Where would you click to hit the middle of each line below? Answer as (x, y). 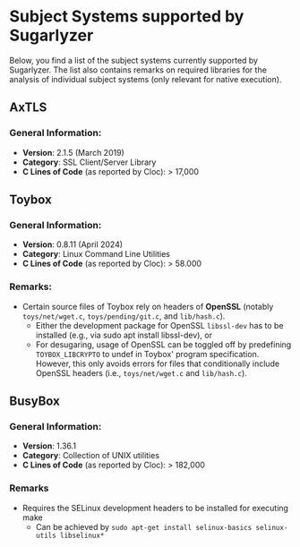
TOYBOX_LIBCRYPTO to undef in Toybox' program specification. (147, 354)
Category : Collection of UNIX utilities (90, 456)
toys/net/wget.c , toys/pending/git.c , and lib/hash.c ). (124, 316)
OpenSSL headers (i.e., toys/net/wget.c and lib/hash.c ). (141, 372)
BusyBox (34, 401)
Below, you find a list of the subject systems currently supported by (133, 60)
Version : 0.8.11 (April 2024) (73, 244)
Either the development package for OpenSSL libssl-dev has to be (159, 325)
